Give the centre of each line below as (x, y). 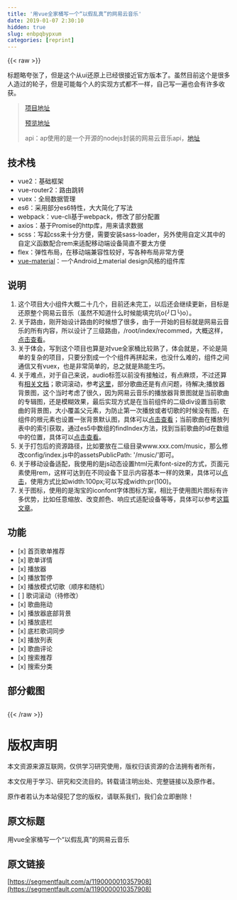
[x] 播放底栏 (35, 622)
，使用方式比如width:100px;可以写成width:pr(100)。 (99, 481)
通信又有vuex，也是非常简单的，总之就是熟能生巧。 (93, 366)
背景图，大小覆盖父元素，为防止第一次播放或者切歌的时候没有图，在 (129, 410)
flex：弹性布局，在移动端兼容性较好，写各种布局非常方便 (101, 252)
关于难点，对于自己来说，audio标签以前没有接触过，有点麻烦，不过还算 (122, 375)
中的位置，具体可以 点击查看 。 (61, 437)
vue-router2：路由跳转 (51, 190)
